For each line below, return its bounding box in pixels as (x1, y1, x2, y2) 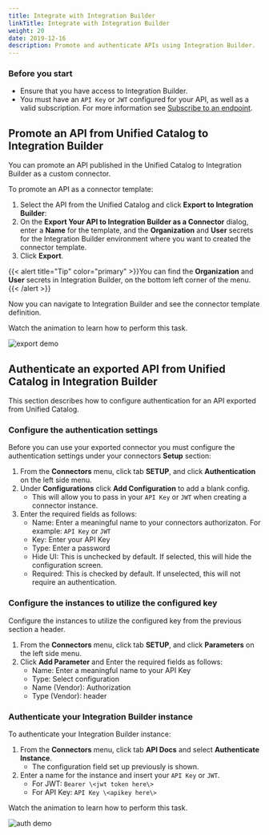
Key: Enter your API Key (31, 535, 110, 545)
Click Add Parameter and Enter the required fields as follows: (19, 657, 223, 667)
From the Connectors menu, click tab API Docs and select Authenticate (19, 744, 260, 754)
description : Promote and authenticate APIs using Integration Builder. (8, 42, 256, 50)
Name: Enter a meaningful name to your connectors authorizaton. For (31, 518, 261, 528)
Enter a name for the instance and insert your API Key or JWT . (19, 770, 220, 780)
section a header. (8, 624, 66, 634)
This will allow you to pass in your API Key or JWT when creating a (31, 492, 247, 502)
